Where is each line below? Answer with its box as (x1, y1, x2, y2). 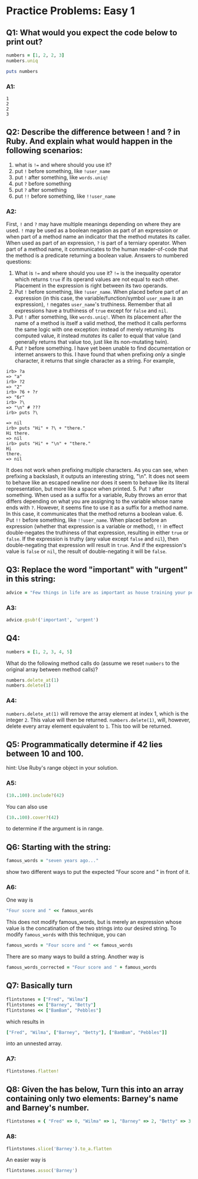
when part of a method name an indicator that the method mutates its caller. (6, 233, 191, 240)
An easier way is (6, 1156, 46, 1164)
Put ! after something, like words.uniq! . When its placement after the (14, 313, 181, 320)
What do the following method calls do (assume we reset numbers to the (6, 660, 180, 667)
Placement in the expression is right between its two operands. (14, 282, 168, 289)
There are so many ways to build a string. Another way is (6, 953, 144, 961)
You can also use (6, 803, 48, 810)
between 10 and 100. (6, 749, 84, 759)
